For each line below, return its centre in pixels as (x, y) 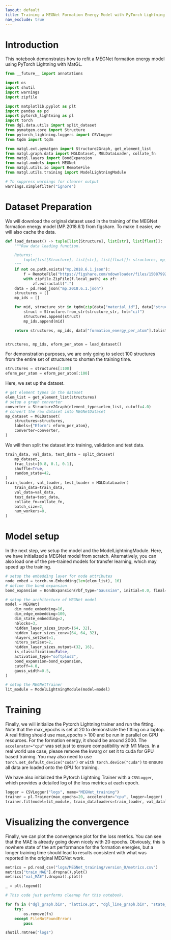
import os (16, 83)
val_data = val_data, (35, 492)
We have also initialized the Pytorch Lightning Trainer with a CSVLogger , (79, 777)
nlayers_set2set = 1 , (35, 638)
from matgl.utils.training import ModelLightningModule (66, 172)
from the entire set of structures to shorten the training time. (68, 359)
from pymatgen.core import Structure (45, 130)
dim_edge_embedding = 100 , (41, 614)
